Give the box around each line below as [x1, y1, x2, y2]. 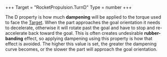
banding [5, 35, 23, 41]
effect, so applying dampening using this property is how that [24, 35, 153, 41]
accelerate [5, 30, 28, 36]
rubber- [144, 30, 161, 36]
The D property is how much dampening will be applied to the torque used [5, 14, 161, 20]
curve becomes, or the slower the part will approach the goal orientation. [5, 46, 158, 52]
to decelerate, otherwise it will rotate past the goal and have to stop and [5, 25, 155, 31]
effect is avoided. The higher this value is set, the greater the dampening [5, 41, 157, 47]
